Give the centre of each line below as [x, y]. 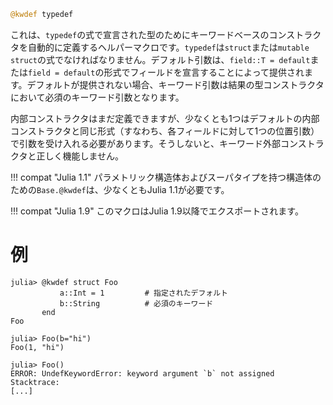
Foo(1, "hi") [37, 347]
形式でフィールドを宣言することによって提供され [204, 72]
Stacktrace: [35, 382]
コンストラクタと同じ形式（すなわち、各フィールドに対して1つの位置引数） [165, 131]
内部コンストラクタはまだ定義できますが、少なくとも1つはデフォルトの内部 [165, 118]
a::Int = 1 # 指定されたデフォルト [143, 293]
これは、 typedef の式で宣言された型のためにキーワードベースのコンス [153, 34]
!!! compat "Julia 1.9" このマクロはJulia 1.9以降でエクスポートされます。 [157, 211]
